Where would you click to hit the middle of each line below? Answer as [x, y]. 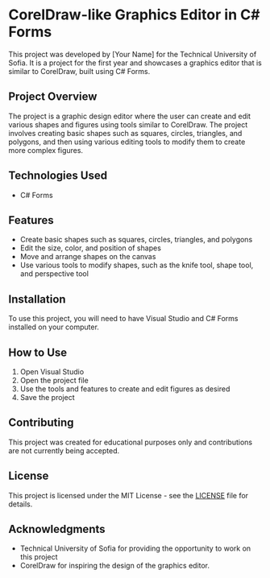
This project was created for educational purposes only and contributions [130, 442]
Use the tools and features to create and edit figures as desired [125, 389]
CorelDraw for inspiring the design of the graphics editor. [115, 566]
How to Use [38, 352]
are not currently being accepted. [64, 450]
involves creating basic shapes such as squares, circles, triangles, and [125, 133]
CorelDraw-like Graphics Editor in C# [134, 15]
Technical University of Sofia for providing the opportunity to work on [135, 548]
